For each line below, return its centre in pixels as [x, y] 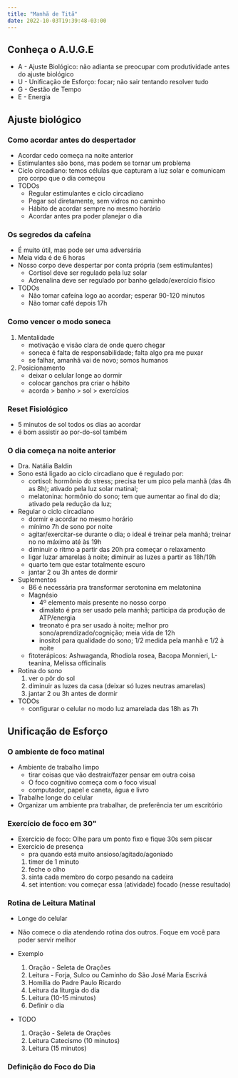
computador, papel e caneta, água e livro [89, 790]
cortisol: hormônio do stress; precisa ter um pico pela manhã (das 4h [130, 481]
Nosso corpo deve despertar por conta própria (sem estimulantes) [115, 266]
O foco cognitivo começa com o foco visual [92, 782]
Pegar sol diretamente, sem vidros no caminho [97, 201]
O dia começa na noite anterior [62, 450]
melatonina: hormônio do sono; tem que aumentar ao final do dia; [124, 496]
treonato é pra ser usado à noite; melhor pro [104, 625]
